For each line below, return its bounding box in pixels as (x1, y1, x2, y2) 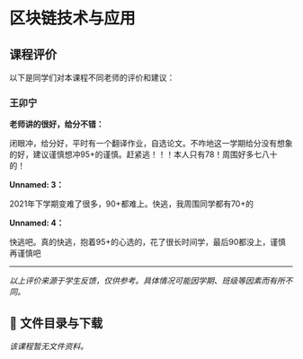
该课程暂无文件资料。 (9, 341, 88, 352)
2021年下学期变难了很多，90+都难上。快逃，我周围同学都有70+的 (9, 198, 254, 209)
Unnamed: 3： (9, 179, 65, 190)
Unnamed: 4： (9, 217, 65, 229)
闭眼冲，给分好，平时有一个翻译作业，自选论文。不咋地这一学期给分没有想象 (9, 138, 293, 149)
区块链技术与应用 (9, 8, 137, 29)
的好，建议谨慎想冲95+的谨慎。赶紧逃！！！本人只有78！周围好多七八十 (9, 149, 278, 160)
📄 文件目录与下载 (9, 315, 103, 330)
